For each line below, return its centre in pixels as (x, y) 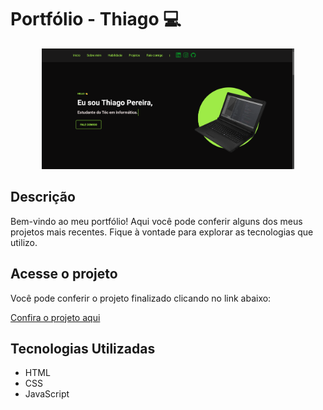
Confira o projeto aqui (55, 317)
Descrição (43, 197)
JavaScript (47, 394)
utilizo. (24, 242)
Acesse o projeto (64, 274)
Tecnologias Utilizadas (83, 349)
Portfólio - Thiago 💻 (96, 19)
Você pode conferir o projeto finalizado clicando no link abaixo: (141, 298)
